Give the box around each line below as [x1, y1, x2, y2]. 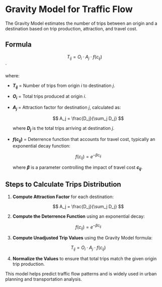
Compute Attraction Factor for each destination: [12, 194, 114, 200]
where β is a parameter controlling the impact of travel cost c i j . [12, 164, 143, 171]
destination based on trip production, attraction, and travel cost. [5, 25, 137, 31]
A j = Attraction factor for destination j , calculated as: [12, 105, 121, 112]
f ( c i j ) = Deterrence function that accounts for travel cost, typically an [12, 136, 155, 143]
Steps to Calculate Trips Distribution [5, 180, 122, 189]
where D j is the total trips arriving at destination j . [12, 125, 115, 132]
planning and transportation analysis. [5, 276, 82, 282]
